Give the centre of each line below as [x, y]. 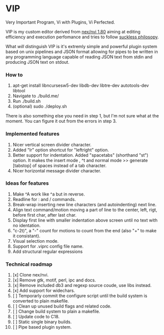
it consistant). [26, 236]
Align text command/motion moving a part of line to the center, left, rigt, [85, 210]
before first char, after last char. [45, 215]
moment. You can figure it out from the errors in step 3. [61, 121]
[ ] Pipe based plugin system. [42, 327]
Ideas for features [27, 183]
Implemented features [33, 134]
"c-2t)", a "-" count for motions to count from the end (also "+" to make [85, 230]
